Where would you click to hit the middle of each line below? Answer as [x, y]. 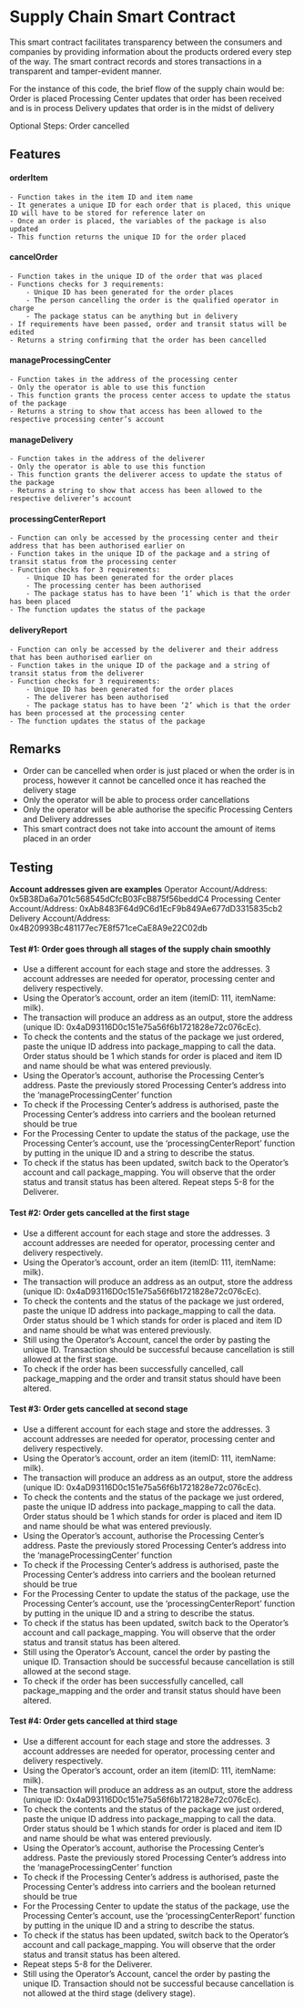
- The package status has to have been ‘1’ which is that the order [158, 594]
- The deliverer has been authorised [97, 697]
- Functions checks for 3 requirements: [87, 284]
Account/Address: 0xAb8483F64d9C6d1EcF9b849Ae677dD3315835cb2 [146, 909]
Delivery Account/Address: [60, 919]
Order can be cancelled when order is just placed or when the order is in [158, 771]
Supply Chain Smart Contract [123, 17]
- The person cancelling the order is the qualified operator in [152, 300]
